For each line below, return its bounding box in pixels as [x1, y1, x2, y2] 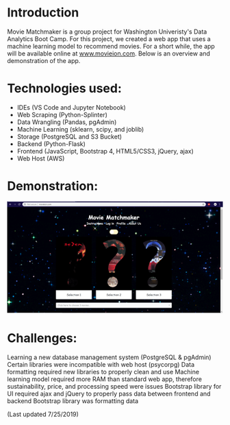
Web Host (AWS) [16, 154, 65, 162]
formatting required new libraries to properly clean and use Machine [7, 368, 200, 376]
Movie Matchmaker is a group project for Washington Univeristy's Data [7, 27, 207, 36]
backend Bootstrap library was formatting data [7, 397, 139, 405]
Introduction [7, 5, 79, 21]
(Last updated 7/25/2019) [7, 410, 79, 419]
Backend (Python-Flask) [16, 139, 86, 148]
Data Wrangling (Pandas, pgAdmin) [16, 118, 117, 126]
